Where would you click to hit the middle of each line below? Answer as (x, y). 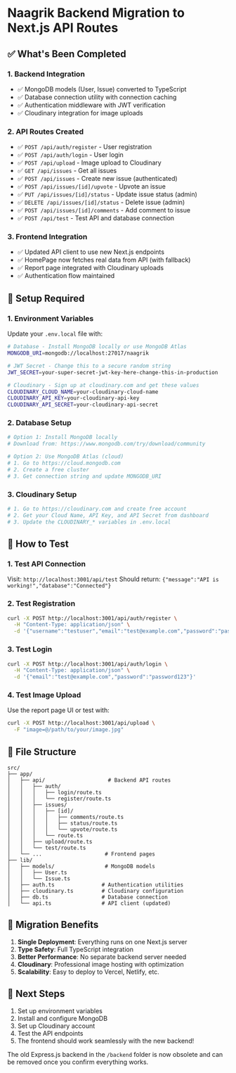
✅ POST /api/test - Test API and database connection (96, 218)
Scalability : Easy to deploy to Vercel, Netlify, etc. (88, 972)
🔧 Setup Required (46, 298)
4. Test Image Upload (44, 695)
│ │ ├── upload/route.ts (50, 842)
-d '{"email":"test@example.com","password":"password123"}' (105, 677)
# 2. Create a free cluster (48, 469)
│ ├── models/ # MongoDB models (81, 867)
